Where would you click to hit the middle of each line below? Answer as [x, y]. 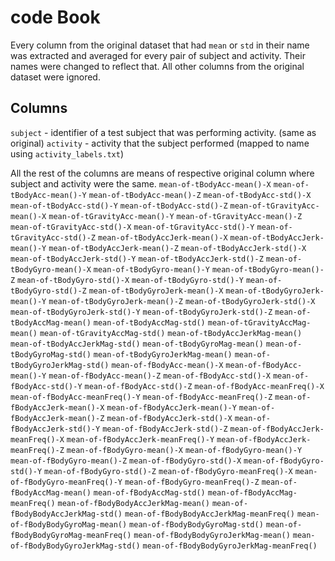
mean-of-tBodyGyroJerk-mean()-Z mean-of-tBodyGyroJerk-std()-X [182, 301]
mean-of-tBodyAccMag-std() [149, 322]
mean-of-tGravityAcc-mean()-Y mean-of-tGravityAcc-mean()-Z [175, 216]
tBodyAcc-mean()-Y [48, 195]
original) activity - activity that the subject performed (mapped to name [160, 143]
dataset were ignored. [55, 77]
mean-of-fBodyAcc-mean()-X [167, 365]
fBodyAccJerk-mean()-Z [57, 418]
